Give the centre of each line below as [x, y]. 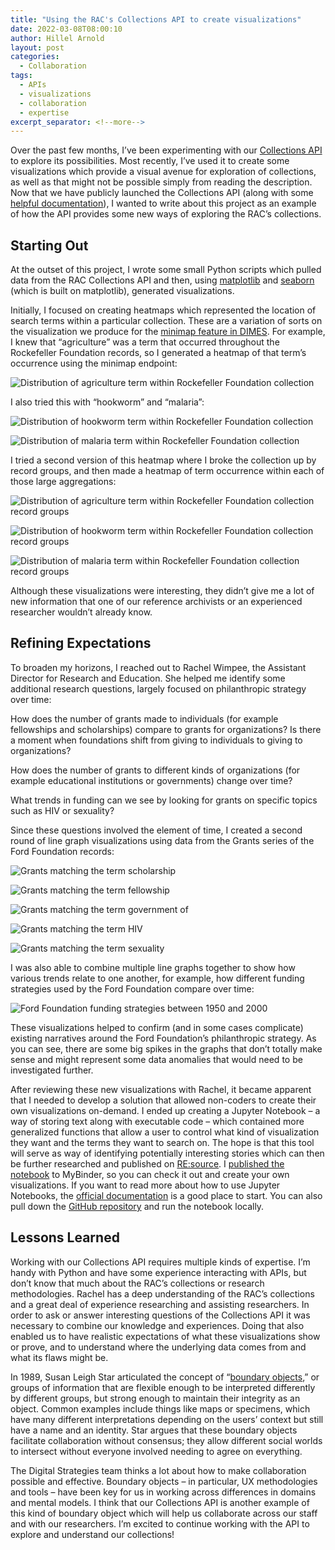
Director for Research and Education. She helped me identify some [148, 678]
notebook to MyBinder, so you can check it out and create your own [150, 1174]
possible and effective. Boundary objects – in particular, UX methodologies [164, 1481]
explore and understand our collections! [92, 1534]
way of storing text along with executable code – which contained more [157, 1121]
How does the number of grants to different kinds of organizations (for [155, 770]
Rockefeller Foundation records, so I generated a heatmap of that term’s [158, 353]
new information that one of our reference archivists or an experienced [156, 602]
